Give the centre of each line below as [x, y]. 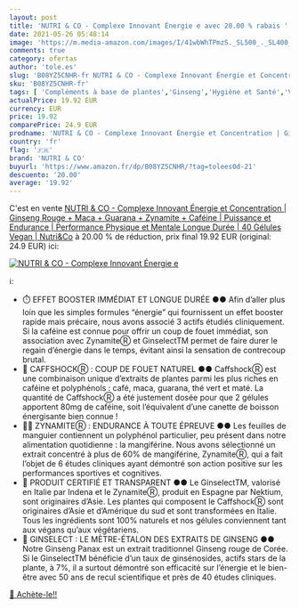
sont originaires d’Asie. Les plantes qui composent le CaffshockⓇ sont [153, 502]
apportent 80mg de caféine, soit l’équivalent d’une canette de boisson [150, 407]
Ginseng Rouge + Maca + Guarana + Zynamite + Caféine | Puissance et [140, 218]
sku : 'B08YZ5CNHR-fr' [49, 84]
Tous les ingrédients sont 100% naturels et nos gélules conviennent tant [154, 521]
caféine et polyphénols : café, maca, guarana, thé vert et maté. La [143, 388]
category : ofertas [43, 59]
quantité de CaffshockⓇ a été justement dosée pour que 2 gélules [145, 398]
